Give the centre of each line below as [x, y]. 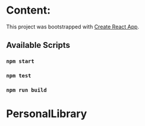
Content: [29, 10]
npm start [20, 62]
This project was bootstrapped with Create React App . [73, 27]
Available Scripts [38, 45]
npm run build [26, 90]
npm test [19, 76]
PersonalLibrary [47, 114]
